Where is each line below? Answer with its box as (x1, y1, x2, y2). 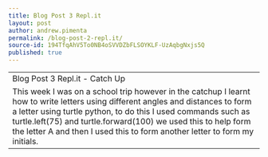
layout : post (8, 19, 52, 27)
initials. (12, 136, 38, 147)
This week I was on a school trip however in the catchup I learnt (12, 86, 251, 96)
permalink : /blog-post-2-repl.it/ (8, 33, 124, 42)
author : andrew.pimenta (8, 26, 88, 34)
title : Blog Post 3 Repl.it (8, 11, 102, 20)
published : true (8, 49, 62, 57)
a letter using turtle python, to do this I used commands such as (12, 106, 250, 116)
